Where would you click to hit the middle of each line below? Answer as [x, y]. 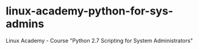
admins [25, 24]
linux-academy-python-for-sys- [89, 11]
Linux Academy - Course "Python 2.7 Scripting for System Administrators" [99, 40]
